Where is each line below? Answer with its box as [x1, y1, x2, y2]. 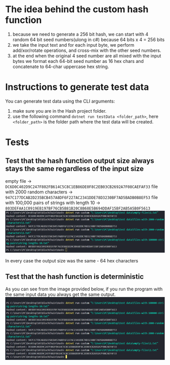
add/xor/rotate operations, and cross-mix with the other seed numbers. [12, 47, 161, 53]
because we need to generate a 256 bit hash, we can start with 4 [12, 31, 148, 37]
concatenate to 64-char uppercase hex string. [12, 63, 109, 70]
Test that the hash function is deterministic [5, 273, 144, 281]
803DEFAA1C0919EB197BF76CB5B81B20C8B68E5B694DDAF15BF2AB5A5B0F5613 [5, 206, 151, 211]
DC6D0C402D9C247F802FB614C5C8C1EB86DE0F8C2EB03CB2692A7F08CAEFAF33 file [5, 183, 158, 189]
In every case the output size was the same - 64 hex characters [5, 257, 138, 263]
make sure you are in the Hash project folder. [12, 108, 107, 114]
